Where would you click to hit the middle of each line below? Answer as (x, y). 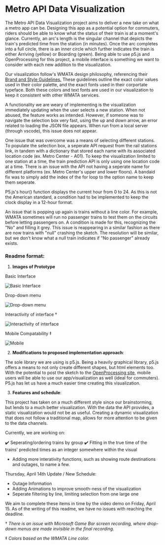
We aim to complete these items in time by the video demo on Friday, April (81, 504)
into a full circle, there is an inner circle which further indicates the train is (80, 49)
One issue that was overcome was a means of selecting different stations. (80, 140)
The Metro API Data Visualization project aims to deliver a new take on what (82, 23)
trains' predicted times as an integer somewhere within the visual (71, 450)
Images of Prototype (34, 267)
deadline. (15, 514)
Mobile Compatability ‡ (28, 334)
